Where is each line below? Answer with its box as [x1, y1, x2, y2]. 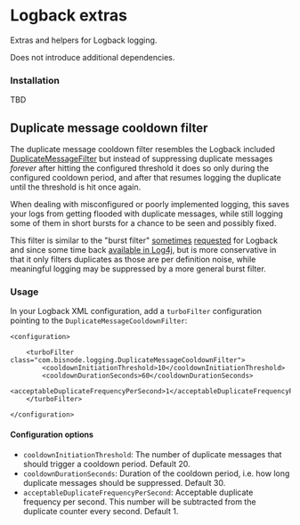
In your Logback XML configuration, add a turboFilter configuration [10, 306, 262, 317]
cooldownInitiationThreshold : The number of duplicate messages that [22, 448, 282, 459]
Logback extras [10, 5, 128, 26]
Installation [10, 74, 61, 86]
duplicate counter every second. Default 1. [22, 505, 179, 516]
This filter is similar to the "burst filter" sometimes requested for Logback [10, 235, 279, 246]
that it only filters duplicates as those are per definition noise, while [10, 254, 256, 265]
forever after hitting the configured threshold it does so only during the [10, 163, 270, 174]
